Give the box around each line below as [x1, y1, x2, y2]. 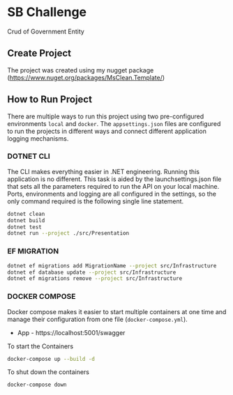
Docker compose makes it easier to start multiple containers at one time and [7, 307, 227, 316]
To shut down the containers [7, 368, 89, 376]
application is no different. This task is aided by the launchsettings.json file [7, 175, 222, 183]
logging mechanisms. [7, 134, 69, 143]
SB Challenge [7, 4, 87, 20]
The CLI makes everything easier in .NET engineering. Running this [7, 167, 200, 176]
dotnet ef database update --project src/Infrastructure [7, 269, 176, 276]
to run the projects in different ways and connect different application [7, 127, 207, 135]
